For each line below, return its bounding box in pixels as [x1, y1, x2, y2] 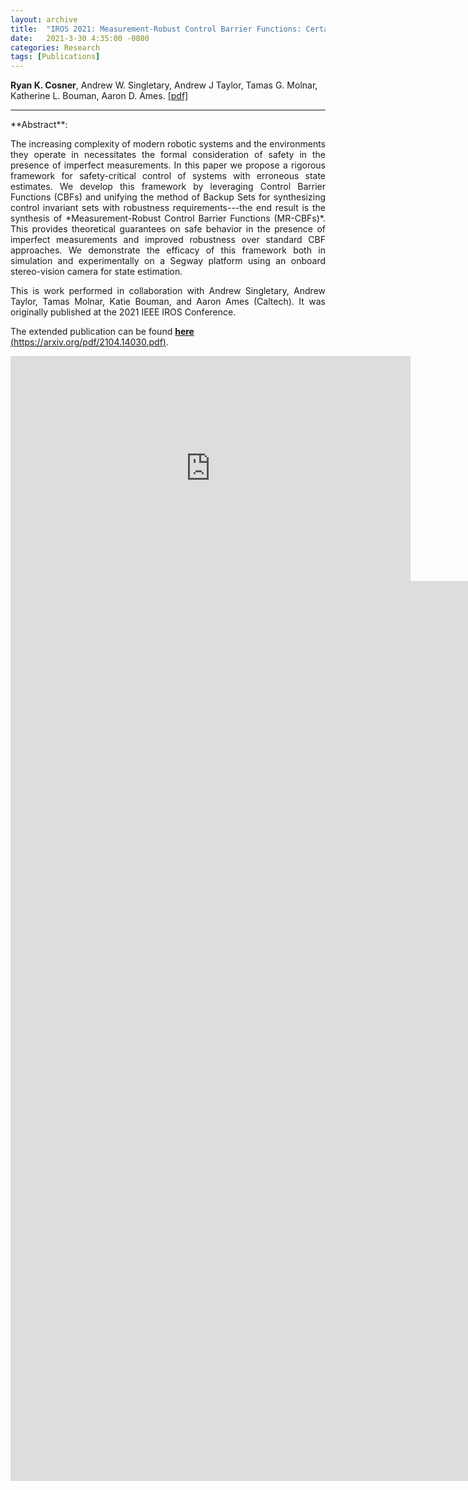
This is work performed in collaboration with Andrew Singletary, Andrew [10, 285, 326, 297]
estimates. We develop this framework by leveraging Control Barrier [10, 181, 326, 193]
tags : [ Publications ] [10, 52, 101, 62]
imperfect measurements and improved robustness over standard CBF [10, 234, 326, 246]
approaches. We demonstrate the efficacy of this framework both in [10, 244, 326, 256]
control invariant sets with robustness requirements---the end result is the [10, 202, 326, 214]
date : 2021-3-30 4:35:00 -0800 [10, 33, 150, 43]
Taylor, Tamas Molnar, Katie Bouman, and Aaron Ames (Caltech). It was [10, 296, 326, 308]
